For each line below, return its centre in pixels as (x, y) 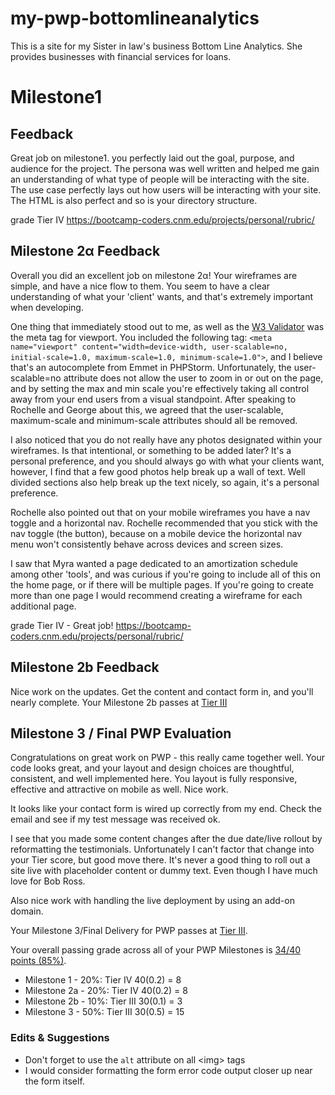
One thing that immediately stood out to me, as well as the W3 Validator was (167, 326)
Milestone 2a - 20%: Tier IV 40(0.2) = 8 (106, 991)
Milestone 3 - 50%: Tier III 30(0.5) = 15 (104, 1012)
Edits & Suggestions (60, 1038)
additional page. (43, 606)
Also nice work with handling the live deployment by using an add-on (152, 901)
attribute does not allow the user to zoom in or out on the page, (193, 378)
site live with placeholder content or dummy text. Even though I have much (164, 871)
